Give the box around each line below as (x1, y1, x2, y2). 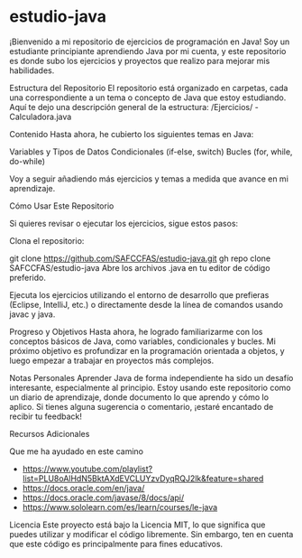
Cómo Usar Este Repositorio (9, 200, 114, 211)
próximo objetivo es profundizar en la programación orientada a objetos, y (9, 345, 286, 356)
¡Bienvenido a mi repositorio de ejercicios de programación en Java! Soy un (9, 36, 290, 47)
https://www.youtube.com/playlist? (22, 463, 153, 474)
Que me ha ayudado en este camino (9, 445, 144, 457)
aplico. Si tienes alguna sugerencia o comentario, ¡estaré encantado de (9, 401, 274, 412)
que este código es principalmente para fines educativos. (9, 538, 224, 549)
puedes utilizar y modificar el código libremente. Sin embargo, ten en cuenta (9, 528, 294, 539)
